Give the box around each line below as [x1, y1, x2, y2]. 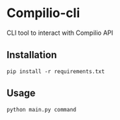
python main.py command [6, 106, 77, 113]
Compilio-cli [6, 5, 80, 21]
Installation [6, 49, 57, 61]
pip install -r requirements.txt [6, 67, 105, 75]
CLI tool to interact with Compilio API [6, 28, 114, 37]
